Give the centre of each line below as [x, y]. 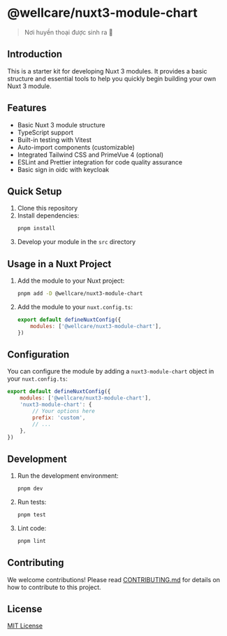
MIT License [25, 626]
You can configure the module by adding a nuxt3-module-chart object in [111, 372]
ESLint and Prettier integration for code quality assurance [100, 162]
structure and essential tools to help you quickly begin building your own [112, 78]
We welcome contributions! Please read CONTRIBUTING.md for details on [114, 579]
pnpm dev [30, 489]
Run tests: [32, 502]
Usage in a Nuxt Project [59, 264]
